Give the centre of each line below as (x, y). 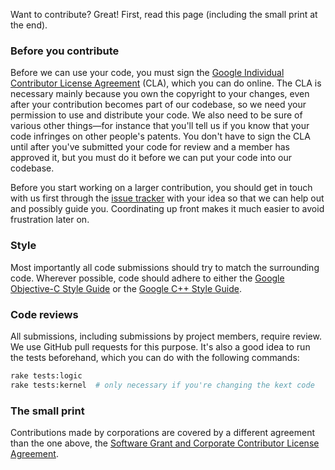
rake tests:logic (46, 375)
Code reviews (44, 314)
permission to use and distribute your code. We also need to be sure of (156, 115)
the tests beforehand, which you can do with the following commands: (155, 357)
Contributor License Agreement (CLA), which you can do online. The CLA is (166, 83)
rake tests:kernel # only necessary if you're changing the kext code (162, 385)
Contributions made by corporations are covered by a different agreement (163, 432)
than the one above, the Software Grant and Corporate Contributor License (165, 443)
